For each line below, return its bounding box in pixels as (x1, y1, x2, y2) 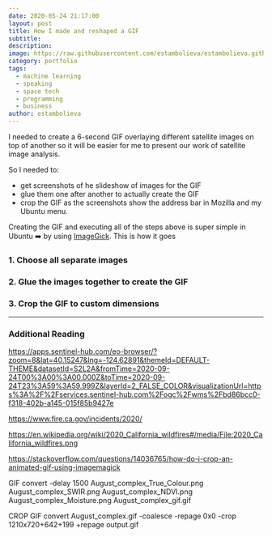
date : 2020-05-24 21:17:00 (8, 11, 100, 20)
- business (15, 102, 53, 110)
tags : (8, 65, 27, 73)
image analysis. (8, 149, 61, 159)
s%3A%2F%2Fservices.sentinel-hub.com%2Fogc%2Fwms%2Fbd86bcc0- (8, 390, 261, 399)
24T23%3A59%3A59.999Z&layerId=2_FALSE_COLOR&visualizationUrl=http (8, 381, 261, 391)
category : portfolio (8, 58, 79, 66)
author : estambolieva (8, 110, 82, 118)
